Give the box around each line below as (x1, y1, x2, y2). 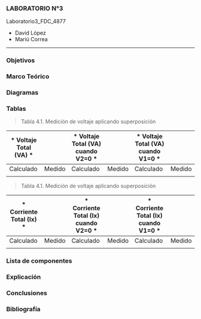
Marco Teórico (6, 72, 50, 81)
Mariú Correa (14, 36, 48, 43)
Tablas (6, 104, 26, 113)
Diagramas (6, 89, 39, 97)
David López (14, 29, 46, 37)
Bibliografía (6, 305, 41, 314)
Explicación (6, 273, 41, 281)
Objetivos (6, 56, 35, 65)
